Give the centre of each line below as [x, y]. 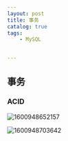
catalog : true [27, 26]
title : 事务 [23, 20]
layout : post [26, 14]
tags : [15, 33]
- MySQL [30, 40]
